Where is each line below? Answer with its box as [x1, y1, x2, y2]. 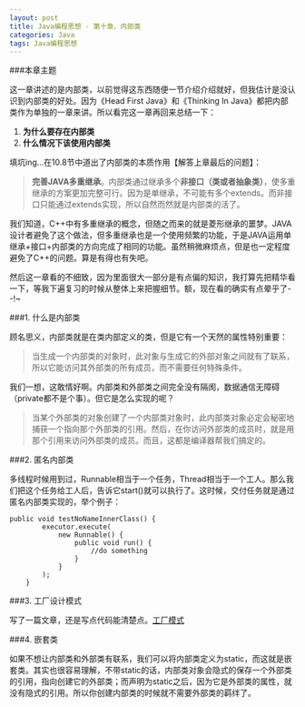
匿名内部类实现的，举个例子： [9, 497, 121, 508]
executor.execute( [42, 522, 112, 532]
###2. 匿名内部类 [9, 454, 74, 465]
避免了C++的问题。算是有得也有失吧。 [9, 252, 153, 264]
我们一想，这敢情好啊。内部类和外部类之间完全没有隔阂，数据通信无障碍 [9, 381, 280, 392]
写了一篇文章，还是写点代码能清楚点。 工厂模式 [9, 615, 184, 626]
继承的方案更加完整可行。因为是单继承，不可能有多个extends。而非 [31, 187, 285, 198]
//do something [90, 547, 148, 556]
